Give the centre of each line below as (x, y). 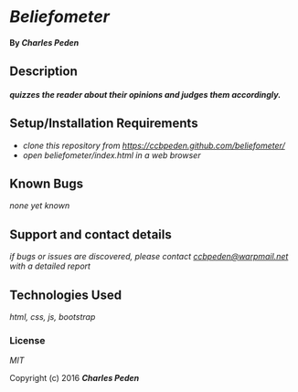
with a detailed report (50, 266)
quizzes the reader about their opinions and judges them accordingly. (145, 94)
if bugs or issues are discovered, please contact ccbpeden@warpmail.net (149, 257)
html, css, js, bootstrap (53, 317)
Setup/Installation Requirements (104, 124)
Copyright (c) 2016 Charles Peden (74, 378)
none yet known (40, 206)
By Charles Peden (44, 42)
